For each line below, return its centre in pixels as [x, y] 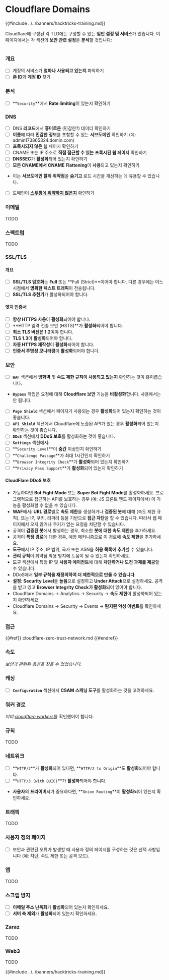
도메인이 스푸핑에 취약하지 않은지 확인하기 [53, 193]
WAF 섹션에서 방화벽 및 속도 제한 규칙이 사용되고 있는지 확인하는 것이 [78, 377]
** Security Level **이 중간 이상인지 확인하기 [57, 449]
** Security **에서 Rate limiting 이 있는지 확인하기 [61, 103]
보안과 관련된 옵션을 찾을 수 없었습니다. [44, 664]
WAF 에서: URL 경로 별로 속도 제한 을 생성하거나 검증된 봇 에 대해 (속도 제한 [84, 511]
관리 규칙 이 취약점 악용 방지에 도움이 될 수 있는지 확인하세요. [71, 555]
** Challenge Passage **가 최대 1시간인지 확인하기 [61, 455]
